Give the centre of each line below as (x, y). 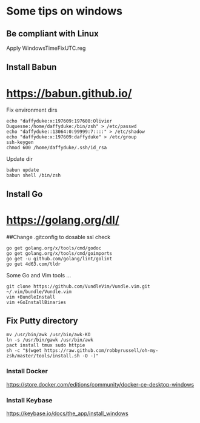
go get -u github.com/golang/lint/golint (59, 259)
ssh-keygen (20, 143)
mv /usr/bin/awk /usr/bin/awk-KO (48, 335)
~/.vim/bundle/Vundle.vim (39, 292)
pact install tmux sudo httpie (46, 345)
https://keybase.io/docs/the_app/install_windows (67, 413)
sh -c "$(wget (24, 351)
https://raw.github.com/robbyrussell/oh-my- (102, 351)
